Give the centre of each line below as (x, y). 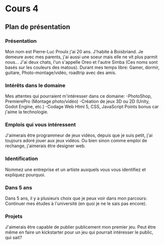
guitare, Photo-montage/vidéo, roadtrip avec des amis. (61, 73)
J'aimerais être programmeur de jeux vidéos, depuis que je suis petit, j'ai (79, 135)
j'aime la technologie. (27, 112)
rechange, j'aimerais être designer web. (46, 146)
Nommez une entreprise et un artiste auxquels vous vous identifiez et (76, 169)
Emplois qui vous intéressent (41, 125)
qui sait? (14, 238)
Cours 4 (22, 9)
